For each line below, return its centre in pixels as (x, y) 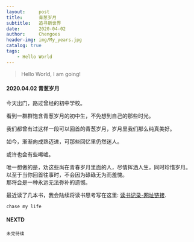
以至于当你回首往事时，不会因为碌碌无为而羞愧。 (67, 174)
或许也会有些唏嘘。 (30, 154)
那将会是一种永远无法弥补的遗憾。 (48, 182)
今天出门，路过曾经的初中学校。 (46, 103)
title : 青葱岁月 (32, 18)
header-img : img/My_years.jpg (44, 40)
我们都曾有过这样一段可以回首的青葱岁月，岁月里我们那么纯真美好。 (91, 129)
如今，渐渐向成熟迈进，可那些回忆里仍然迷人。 (64, 141)
